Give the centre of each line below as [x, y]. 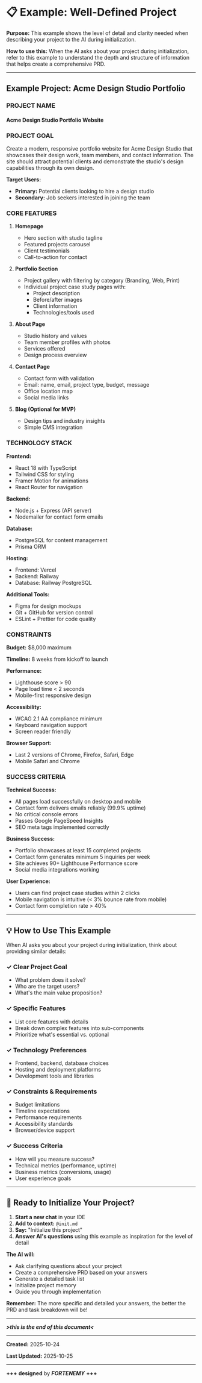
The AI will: [20, 1255]
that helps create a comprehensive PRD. [56, 64]
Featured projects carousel [57, 245]
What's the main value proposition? [59, 993]
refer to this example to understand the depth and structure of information [98, 57]
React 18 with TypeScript [46, 467]
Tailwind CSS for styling [44, 474]
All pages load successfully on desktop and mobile [78, 802]
